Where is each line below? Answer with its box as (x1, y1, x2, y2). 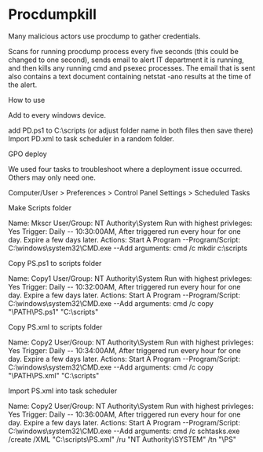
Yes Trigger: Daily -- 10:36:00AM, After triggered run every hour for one (8, 410, 241, 419)
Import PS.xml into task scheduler (8, 386, 118, 395)
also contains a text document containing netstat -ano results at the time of (8, 71, 251, 81)
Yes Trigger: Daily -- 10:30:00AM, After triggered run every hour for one (8, 226, 241, 236)
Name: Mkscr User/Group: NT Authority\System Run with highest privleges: (8, 218, 253, 228)
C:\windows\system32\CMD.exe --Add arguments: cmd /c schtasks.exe (8, 426, 240, 436)
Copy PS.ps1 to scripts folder (8, 258, 102, 268)
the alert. (8, 80, 38, 89)
